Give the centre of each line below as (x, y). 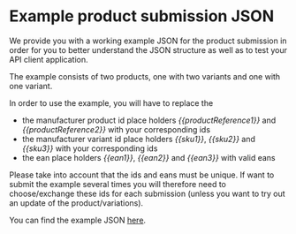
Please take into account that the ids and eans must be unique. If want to (142, 175)
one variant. (31, 86)
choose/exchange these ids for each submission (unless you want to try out (147, 193)
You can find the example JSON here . (78, 220)
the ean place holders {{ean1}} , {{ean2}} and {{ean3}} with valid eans (148, 157)
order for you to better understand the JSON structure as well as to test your (148, 49)
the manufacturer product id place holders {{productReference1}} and (149, 120)
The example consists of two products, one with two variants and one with (145, 76)
